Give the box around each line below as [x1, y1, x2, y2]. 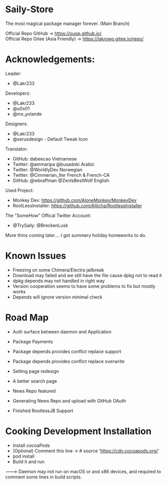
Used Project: [5, 187, 34, 193]
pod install [12, 453, 35, 459]
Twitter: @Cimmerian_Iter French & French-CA [12, 172, 110, 178]
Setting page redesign [12, 368, 59, 374]
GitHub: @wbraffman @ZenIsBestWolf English [12, 177, 110, 183]
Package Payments [12, 338, 53, 344]
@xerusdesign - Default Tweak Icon [12, 136, 88, 142]
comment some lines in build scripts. [5, 474, 82, 480]
